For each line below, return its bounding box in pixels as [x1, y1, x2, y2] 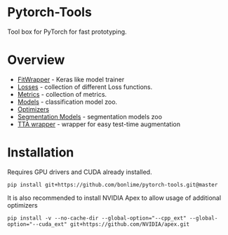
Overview [7, 52, 65, 68]
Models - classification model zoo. [17, 98, 118, 106]
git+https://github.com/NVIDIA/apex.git [69, 220, 190, 228]
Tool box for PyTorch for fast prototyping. [7, 27, 128, 36]
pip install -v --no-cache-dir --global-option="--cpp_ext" [7, 215, 187, 222]
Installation [7, 145, 74, 161]
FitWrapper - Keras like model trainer [17, 75, 125, 83]
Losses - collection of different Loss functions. [17, 82, 153, 91]
